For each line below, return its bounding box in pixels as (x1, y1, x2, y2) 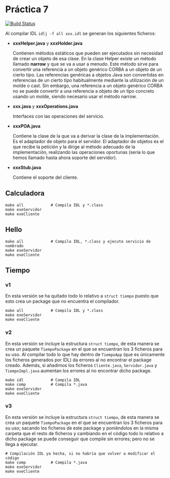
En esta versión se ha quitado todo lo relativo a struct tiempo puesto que (5, 293, 159, 299)
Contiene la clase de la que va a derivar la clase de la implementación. (12, 132, 160, 139)
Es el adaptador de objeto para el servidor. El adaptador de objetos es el (12, 138, 164, 144)
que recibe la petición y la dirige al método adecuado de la (12, 144, 135, 150)
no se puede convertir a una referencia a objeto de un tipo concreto (12, 88, 155, 94)
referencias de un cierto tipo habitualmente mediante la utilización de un (12, 77, 164, 83)
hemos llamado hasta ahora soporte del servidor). (12, 154, 117, 161)
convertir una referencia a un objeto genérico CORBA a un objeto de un (12, 66, 162, 72)
